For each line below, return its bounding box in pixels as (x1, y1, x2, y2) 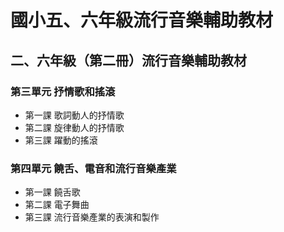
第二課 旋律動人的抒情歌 (24, 121, 125, 133)
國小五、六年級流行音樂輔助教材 (10, 9, 274, 32)
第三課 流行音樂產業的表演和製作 (24, 211, 160, 223)
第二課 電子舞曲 (24, 199, 90, 211)
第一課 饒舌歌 (24, 186, 81, 198)
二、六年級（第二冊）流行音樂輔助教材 (10, 52, 247, 69)
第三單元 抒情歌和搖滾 (10, 84, 116, 98)
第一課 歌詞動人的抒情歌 (24, 109, 125, 121)
